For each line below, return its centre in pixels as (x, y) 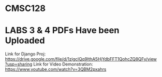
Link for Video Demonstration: (63, 64)
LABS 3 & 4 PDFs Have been (62, 31)
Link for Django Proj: (25, 54)
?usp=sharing (19, 64)
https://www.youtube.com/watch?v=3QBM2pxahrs (56, 69)
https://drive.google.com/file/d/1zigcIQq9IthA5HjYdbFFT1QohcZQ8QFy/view (81, 59)
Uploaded (25, 41)
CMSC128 (25, 8)
